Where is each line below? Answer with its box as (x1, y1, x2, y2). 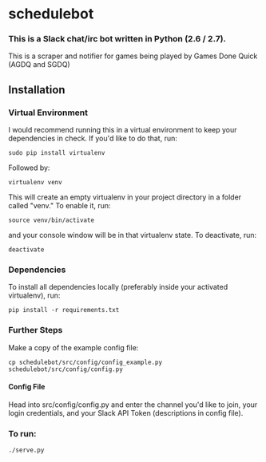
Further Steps (8, 325, 63, 336)
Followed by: (8, 163, 50, 172)
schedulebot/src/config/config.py (8, 365, 124, 373)
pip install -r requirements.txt (8, 306, 120, 314)
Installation (8, 83, 66, 97)
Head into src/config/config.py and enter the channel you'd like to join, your (8, 400, 258, 409)
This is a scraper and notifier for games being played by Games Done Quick (8, 51, 258, 61)
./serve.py (8, 446, 45, 455)
